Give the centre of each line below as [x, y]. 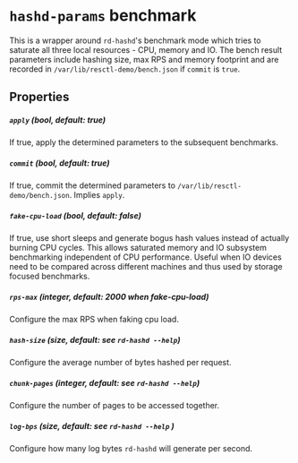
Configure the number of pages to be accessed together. [115, 406]
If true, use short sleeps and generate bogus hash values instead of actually [149, 238]
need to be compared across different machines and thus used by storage [146, 267]
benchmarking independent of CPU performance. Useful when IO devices [145, 257]
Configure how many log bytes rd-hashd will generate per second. [131, 449]
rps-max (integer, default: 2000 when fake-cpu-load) [109, 296]
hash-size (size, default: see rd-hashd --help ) [95, 339]
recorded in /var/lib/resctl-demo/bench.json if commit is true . [125, 69]
